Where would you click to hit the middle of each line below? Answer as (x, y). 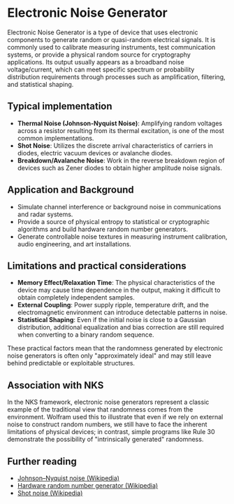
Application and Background (71, 190)
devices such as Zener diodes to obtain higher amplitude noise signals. (119, 168)
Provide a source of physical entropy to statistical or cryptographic (114, 221)
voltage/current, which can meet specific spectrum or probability (101, 69)
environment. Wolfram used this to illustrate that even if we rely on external (115, 417)
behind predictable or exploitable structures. (71, 363)
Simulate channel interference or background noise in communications (119, 206)
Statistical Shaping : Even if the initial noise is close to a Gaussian (111, 320)
